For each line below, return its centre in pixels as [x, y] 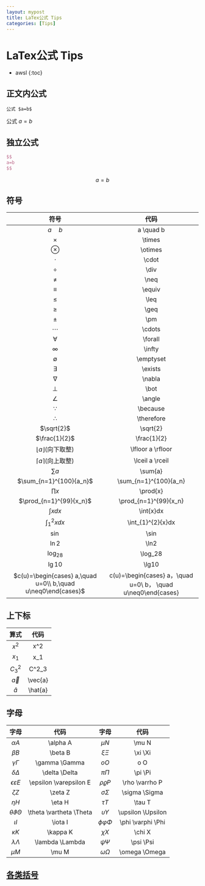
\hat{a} [38, 690]
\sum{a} [151, 471]
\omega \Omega [142, 852]
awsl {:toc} [29, 73]
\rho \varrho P [142, 782]
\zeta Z [60, 792]
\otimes [151, 250]
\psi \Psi [142, 842]
